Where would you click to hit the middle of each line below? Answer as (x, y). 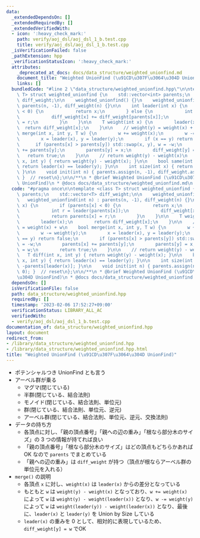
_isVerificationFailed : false (49, 51)
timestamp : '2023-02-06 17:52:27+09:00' (62, 305)
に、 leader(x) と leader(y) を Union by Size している (89, 514)
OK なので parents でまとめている (65, 454)
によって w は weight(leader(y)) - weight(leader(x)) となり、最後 (106, 506)
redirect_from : (25, 338)
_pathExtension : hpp (37, 56)
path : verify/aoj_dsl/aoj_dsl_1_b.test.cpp (72, 39)
